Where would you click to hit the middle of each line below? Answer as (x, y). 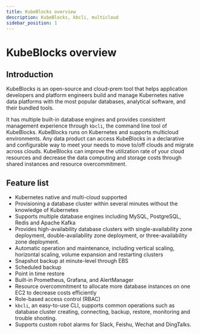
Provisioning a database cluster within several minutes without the (96, 204)
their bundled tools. (30, 108)
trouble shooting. (36, 318)
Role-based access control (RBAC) (58, 299)
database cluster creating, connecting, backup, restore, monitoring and (102, 312)
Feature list (27, 183)
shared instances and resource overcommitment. (67, 164)
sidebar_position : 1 (32, 23)
